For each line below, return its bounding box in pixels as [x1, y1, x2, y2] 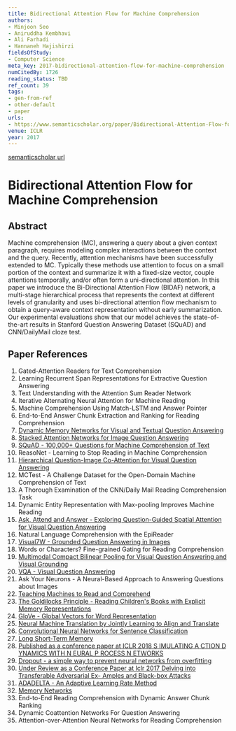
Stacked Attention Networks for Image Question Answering [18, 434, 189, 442]
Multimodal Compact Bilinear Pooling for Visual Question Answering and [18, 553, 227, 561]
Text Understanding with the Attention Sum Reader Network [18, 389, 192, 397]
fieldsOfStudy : [8, 50, 53, 57]
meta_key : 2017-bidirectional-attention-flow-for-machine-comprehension [8, 62, 225, 69]
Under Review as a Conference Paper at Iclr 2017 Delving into [18, 664, 196, 672]
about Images [18, 582, 58, 591]
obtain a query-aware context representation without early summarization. [8, 306, 223, 314]
